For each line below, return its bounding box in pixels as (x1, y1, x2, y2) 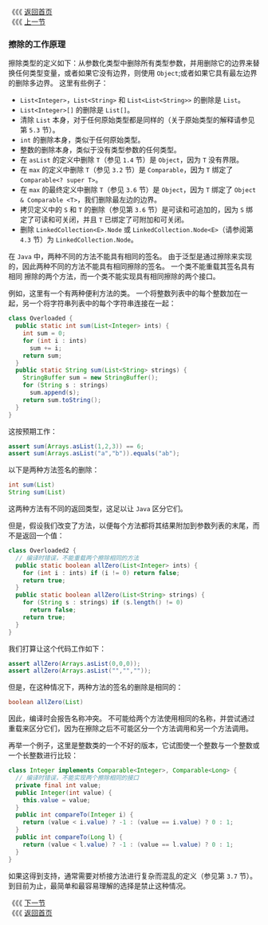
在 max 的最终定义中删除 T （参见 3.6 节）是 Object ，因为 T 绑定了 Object (19, 185, 257, 195)
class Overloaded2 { (8, 547, 77, 555)
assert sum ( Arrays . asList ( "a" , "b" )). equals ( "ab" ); (8, 450, 180, 458)
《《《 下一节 (8, 898, 45, 907)
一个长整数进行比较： (8, 750, 78, 760)
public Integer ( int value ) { (15, 789, 112, 797)
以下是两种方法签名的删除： (8, 465, 100, 474)
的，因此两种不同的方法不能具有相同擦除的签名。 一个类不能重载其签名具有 (8, 262, 255, 271)
